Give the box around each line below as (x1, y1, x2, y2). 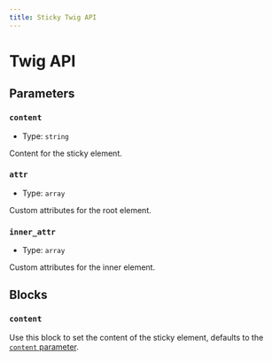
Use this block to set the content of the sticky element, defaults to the (9, 332, 264, 342)
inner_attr (9, 227, 56, 237)
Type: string (21, 130, 69, 142)
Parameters (9, 86, 75, 102)
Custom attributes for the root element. (9, 204, 152, 215)
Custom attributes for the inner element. (9, 262, 156, 273)
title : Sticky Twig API (9, 12, 97, 22)
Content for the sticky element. (9, 148, 122, 158)
